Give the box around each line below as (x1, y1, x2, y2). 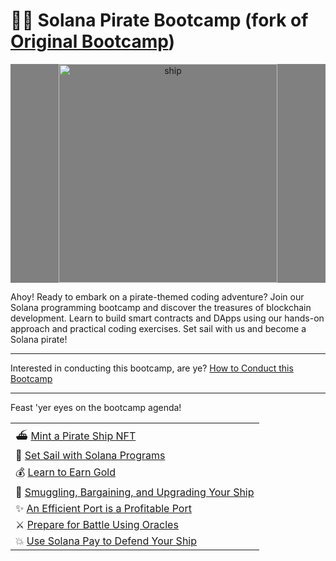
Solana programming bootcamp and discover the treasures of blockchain (10, 301, 312, 313)
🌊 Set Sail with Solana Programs (15, 448, 166, 462)
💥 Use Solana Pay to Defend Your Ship (15, 534, 198, 548)
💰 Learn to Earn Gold (15, 465, 116, 479)
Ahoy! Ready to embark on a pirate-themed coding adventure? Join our (10, 290, 305, 303)
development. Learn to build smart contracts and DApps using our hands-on (10, 312, 325, 324)
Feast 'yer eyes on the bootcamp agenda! (10, 401, 182, 413)
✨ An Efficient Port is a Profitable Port (15, 501, 192, 515)
